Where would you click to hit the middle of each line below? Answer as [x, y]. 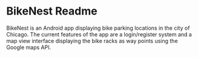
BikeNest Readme [52, 11]
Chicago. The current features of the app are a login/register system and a [99, 34]
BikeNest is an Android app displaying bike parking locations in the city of [98, 28]
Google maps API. [29, 47]
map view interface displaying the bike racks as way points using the [92, 41]
